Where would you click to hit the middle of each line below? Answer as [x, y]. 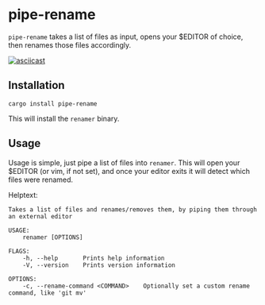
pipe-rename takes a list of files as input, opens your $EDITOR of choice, [126, 37]
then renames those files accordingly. [70, 44]
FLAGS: [19, 251]
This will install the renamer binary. [64, 118]
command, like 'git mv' [48, 293]
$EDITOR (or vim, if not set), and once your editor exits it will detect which [129, 171]
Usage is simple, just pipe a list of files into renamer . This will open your [124, 162]
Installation [36, 85]
